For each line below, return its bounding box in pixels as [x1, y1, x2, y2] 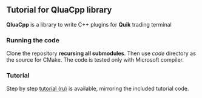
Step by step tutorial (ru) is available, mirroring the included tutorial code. [6, 85, 189, 93]
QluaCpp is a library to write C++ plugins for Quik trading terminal [6, 21, 172, 28]
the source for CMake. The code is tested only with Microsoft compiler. [6, 56, 184, 64]
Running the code [6, 36, 59, 44]
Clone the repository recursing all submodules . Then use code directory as [6, 50, 196, 57]
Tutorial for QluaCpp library [6, 5, 112, 15]
